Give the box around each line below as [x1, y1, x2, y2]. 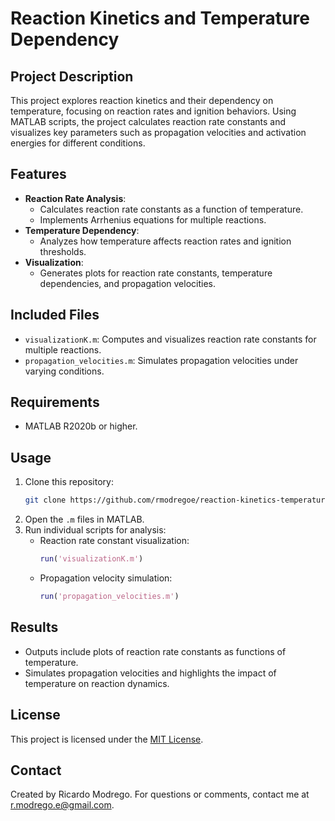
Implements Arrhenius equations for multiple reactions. [39, 213, 267, 226]
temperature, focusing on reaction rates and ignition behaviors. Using [10, 105, 297, 117]
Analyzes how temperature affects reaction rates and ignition [39, 235, 292, 247]
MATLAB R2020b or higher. [24, 420, 138, 432]
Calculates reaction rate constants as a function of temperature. [39, 203, 304, 215]
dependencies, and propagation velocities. [39, 277, 216, 289]
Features [10, 166, 67, 183]
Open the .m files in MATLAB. [24, 513, 145, 526]
